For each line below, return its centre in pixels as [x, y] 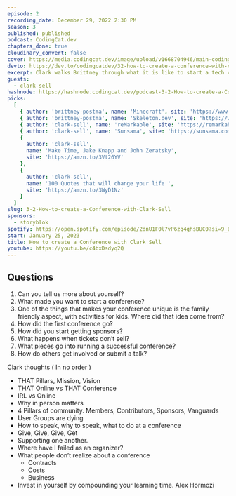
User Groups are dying [50, 417]
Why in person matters [51, 403]
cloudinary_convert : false [47, 53]
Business [41, 477]
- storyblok [31, 222]
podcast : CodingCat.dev [42, 40]
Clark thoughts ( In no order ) [49, 367]
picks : [17, 99]
